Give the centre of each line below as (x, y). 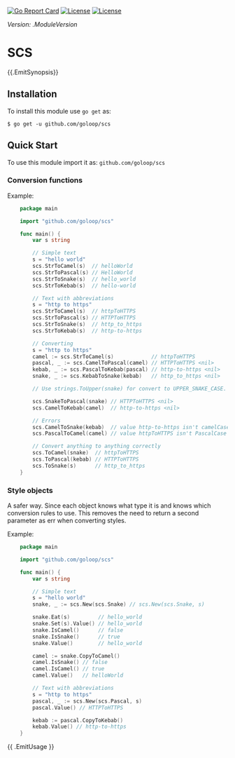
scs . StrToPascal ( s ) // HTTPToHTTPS (84, 318)
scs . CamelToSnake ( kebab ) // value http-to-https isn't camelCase (131, 427)
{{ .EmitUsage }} (31, 747)
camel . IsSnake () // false (70, 663)
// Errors (47, 421)
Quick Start (33, 145)
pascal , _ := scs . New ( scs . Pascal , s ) (87, 701)
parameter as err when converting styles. (67, 521)
